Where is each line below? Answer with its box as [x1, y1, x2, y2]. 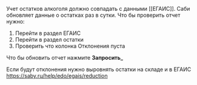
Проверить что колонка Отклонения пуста [15, 42, 125, 49]
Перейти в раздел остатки [15, 36, 84, 43]
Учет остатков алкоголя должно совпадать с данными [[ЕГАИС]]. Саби [6, 5, 190, 12]
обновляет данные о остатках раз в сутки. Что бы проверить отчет [6, 11, 181, 19]
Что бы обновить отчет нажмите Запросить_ [6, 54, 124, 61]
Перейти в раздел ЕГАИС [15, 30, 81, 37]
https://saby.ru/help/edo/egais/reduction [6, 72, 108, 79]
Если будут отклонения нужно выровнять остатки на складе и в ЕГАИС [6, 66, 192, 73]
